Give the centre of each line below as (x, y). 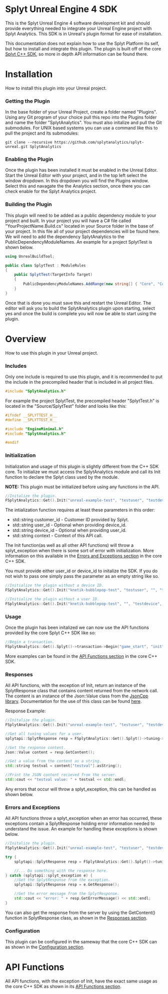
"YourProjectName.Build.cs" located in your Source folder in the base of (79, 226)
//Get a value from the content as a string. (53, 761)
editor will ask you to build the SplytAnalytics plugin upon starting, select (80, 308)
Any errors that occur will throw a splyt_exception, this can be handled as (81, 789)
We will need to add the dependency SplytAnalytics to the (65, 237)
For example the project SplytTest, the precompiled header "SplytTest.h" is (82, 401)
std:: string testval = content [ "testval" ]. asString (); (63, 766)
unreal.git (16, 147)
